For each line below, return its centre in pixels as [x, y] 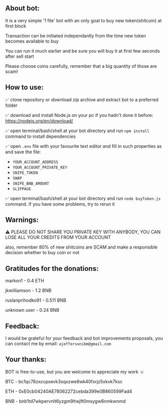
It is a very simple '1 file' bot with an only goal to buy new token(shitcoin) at [83, 20]
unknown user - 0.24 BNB [32, 310]
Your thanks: [26, 360]
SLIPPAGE [22, 189]
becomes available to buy [32, 41]
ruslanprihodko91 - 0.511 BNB [36, 300]
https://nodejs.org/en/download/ [39, 120]
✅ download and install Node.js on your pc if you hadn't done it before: [79, 115]
